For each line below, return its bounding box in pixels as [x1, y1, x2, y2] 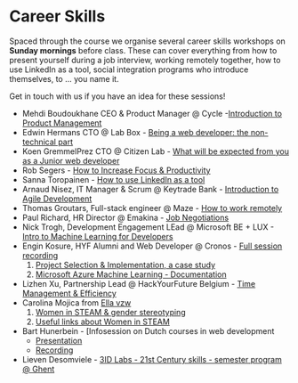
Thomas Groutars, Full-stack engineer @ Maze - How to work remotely [21, 202, 283, 213]
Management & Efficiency [21, 288, 117, 298]
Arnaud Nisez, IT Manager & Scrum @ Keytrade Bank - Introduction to [21, 183, 279, 194]
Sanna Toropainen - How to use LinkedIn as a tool [21, 174, 205, 184]
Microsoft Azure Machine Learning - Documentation [35, 269, 227, 280]
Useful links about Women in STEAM [35, 316, 171, 327]
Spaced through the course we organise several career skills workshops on [9, 36, 286, 46]
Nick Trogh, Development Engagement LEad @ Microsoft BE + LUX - [21, 221, 274, 232]
